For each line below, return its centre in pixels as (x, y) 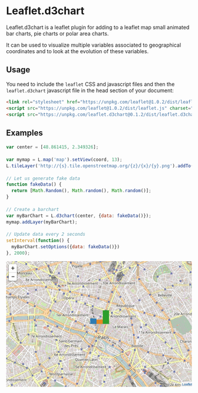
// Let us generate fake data (43, 178)
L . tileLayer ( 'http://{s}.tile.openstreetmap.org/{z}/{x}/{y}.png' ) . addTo (99, 166)
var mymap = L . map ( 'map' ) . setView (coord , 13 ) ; (64, 160)
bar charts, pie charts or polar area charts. (57, 33)
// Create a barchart (33, 209)
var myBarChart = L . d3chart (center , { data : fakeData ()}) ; (79, 216)
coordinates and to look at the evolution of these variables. (77, 51)
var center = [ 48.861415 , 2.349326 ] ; (52, 147)
